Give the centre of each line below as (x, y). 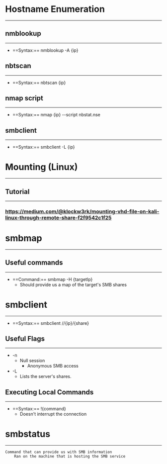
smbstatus (28, 434)
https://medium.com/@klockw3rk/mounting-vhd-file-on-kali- (82, 211)
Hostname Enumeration (55, 9)
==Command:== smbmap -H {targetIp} (52, 279)
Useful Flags (25, 338)
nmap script (24, 98)
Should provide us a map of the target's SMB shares (73, 284)
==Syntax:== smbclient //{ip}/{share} (51, 323)
